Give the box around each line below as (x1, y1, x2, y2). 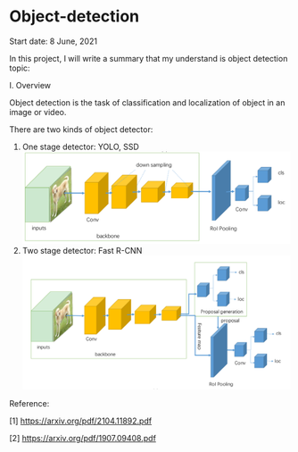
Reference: (9, 398, 50, 409)
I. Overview (9, 80, 52, 90)
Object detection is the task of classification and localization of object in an (9, 96, 286, 108)
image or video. (9, 106, 67, 117)
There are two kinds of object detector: (9, 123, 153, 135)
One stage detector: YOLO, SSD (21, 141, 140, 152)
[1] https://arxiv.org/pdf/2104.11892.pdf (9, 415, 153, 426)
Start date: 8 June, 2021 (9, 36, 98, 46)
